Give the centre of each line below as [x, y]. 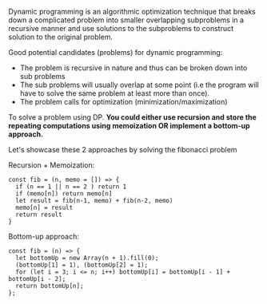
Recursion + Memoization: [52, 165]
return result [39, 215]
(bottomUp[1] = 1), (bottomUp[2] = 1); [82, 265]
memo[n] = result [44, 207]
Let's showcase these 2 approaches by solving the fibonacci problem [123, 150]
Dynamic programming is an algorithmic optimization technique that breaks [132, 12]
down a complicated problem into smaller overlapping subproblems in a [126, 20]
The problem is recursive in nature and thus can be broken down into [133, 68]
